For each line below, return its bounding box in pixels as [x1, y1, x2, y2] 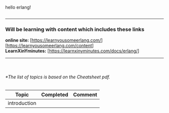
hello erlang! [5, 5, 31, 10]
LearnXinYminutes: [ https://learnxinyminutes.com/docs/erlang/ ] [5, 48, 140, 54]
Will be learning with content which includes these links [5, 26, 145, 33]
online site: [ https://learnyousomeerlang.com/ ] [5, 37, 103, 43]
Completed [41, 91, 68, 98]
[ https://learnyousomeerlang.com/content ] [5, 43, 94, 49]
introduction [8, 99, 37, 106]
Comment [73, 91, 98, 98]
